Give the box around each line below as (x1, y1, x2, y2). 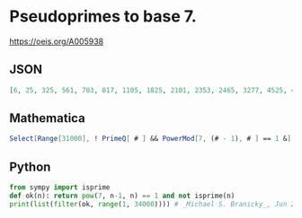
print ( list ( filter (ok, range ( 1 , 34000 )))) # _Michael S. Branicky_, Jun (9, 199, 288, 208)
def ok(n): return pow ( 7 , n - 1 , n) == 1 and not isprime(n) (9, 191, 235, 200)
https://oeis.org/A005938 (9, 36, 104, 47)
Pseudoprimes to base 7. (9, 6, 198, 27)
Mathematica (9, 110, 85, 126)
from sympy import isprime (9, 183, 111, 192)
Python (9, 159, 51, 174)
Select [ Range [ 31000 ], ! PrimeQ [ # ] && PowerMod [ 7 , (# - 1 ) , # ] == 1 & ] (9, 135, 292, 144)
